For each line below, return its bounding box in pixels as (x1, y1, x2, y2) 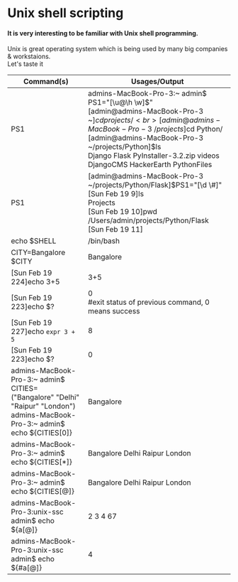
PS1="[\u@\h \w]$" (87, 97, 154, 107)
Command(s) (23, 77, 69, 87)
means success (87, 306, 140, 316)
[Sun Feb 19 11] (87, 225, 143, 235)
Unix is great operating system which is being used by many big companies (7, 45, 228, 53)
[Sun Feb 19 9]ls (87, 189, 144, 199)
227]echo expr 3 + (11, 327, 76, 337)
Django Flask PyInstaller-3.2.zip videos (87, 151, 220, 161)
